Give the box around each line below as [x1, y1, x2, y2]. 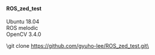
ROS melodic [6, 25, 38, 32]
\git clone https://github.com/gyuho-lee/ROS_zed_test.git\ [6, 42, 150, 50]
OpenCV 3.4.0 [6, 30, 41, 38]
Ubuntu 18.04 [6, 18, 39, 25]
